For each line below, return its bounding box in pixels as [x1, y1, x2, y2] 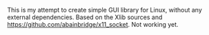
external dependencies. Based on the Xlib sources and [7, 13, 163, 21]
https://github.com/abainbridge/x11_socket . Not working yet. [7, 21, 179, 28]
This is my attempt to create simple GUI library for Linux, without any [7, 6, 202, 14]
